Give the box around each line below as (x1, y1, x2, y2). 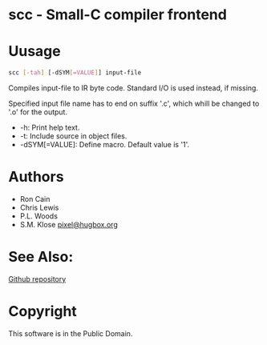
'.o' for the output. (8, 107, 68, 117)
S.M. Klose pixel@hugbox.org (19, 219, 118, 229)
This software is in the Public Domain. (8, 328, 133, 338)
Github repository (8, 274, 67, 283)
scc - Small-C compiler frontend (8, 6, 227, 24)
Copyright (8, 303, 78, 321)
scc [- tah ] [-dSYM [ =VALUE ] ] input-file (8, 69, 142, 77)
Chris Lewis (19, 203, 59, 212)
